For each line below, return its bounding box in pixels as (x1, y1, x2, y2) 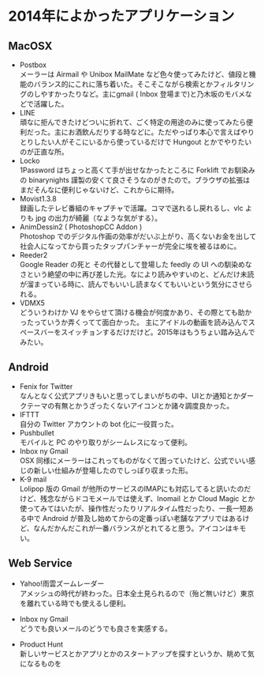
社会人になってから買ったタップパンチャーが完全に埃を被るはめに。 (19, 242, 241, 251)
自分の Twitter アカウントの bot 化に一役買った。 (19, 419, 179, 428)
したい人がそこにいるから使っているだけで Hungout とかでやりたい (33, 138, 252, 146)
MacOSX (8, 39, 53, 52)
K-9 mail (19, 474, 47, 484)
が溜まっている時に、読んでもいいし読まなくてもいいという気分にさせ (19, 280, 246, 288)
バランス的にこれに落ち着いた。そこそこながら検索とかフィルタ (33, 80, 240, 89)
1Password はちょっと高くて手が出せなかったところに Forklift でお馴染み (19, 165, 256, 175)
